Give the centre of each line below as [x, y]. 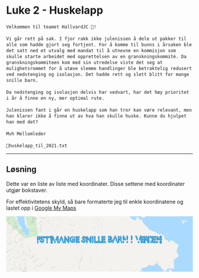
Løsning [21, 170]
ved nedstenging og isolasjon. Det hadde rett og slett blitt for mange [98, 74]
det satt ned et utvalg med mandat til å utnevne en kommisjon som [91, 50]
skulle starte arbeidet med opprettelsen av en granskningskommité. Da [96, 56]
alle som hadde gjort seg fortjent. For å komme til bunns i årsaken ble [99, 45]
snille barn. [22, 80]
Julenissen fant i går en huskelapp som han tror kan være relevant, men [99, 110]
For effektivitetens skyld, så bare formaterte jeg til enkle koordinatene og [95, 201]
